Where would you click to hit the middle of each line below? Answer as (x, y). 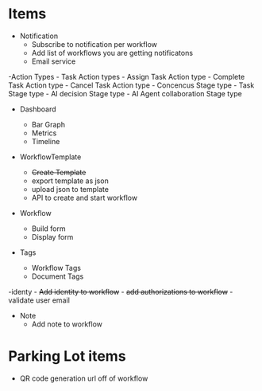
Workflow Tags (56, 268)
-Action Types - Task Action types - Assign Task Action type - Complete (127, 76)
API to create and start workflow (84, 197)
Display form (52, 237)
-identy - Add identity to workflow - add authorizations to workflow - (121, 291)
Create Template (59, 172)
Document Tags (58, 276)
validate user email (39, 300)
